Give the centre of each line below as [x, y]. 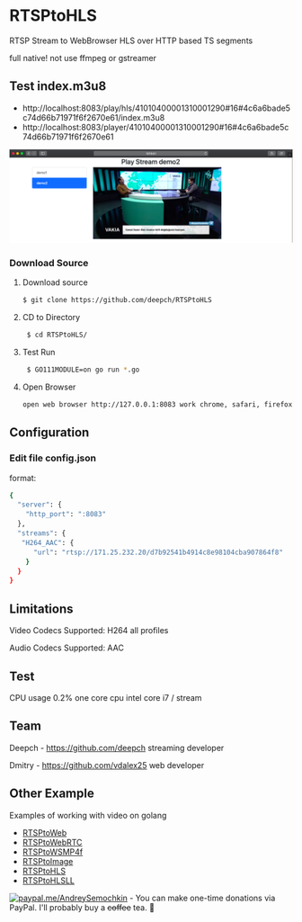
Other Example [52, 794]
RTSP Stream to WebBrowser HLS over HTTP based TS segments [131, 40]
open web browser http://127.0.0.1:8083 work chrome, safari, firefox [157, 405]
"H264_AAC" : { [48, 542]
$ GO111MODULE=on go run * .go [83, 370]
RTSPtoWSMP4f [53, 852]
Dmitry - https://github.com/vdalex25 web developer [107, 765]
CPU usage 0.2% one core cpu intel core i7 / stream [106, 697]
